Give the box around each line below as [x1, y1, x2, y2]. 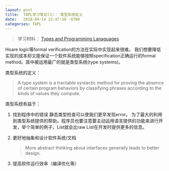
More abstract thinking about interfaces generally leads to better [25, 145, 160, 151]
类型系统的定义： [5, 70, 41, 76]
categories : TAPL [5, 21, 42, 27]
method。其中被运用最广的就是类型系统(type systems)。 [5, 59, 123, 65]
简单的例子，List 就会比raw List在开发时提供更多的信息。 [30, 124, 147, 130]
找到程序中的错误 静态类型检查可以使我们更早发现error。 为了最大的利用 [12, 112, 163, 118]
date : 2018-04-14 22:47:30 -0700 [5, 17, 80, 22]
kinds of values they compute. [17, 91, 81, 97]
